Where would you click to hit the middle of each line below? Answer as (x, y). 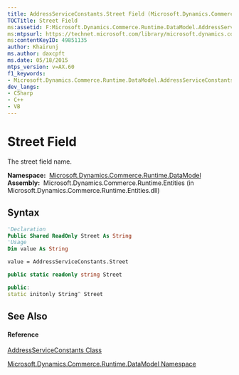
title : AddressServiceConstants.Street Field (76, 14)
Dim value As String (38, 249)
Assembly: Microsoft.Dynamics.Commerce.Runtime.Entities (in (101, 183)
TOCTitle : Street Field (43, 21)
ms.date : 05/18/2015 (38, 60)
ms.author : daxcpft (36, 54)
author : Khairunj (33, 47)
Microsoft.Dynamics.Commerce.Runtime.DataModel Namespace (102, 364)
